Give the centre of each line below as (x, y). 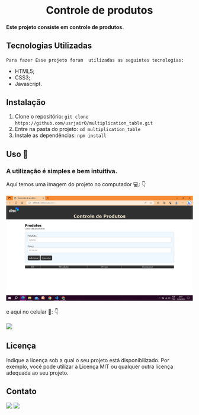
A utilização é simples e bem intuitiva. (62, 171)
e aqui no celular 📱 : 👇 (33, 312)
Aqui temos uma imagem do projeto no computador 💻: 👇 (76, 184)
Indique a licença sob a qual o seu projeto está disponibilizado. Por (88, 360)
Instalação (26, 102)
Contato (21, 392)
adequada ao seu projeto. (38, 373)
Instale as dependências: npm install (60, 135)
